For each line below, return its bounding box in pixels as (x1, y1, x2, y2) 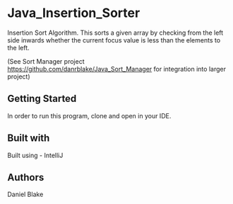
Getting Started (7, 93, 77, 105)
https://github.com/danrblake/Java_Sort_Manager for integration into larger (7, 64, 226, 73)
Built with (7, 132, 50, 144)
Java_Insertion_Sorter (7, 5, 141, 21)
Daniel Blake (7, 190, 44, 199)
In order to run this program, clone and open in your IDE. (7, 111, 172, 120)
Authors (7, 171, 44, 183)
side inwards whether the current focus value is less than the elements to (7, 35, 221, 44)
